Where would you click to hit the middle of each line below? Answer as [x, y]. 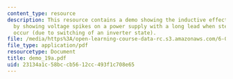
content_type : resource [42, 13]
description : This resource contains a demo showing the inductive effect [118, 20]
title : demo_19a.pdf [37, 58]
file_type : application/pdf [48, 45]
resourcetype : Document [42, 52]
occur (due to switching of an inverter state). [85, 33]
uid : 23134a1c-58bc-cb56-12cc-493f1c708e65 [71, 65]
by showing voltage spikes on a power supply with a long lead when [114, 26]
